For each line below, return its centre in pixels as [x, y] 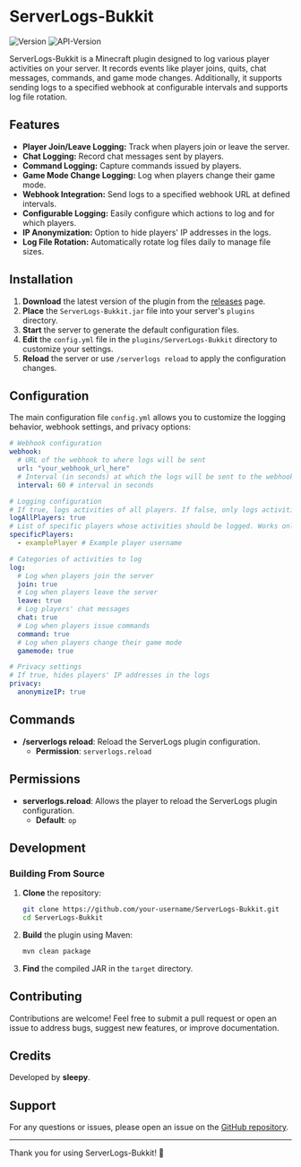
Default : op [56, 820]
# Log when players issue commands [84, 626]
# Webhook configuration [56, 444]
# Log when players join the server [86, 575]
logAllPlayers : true [48, 518]
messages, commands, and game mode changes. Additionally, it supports [146, 77]
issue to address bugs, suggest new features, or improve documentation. [144, 1027]
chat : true [38, 618]
